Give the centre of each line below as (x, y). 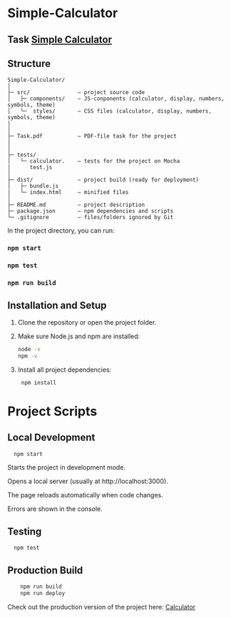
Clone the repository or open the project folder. (87, 322)
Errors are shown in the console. (55, 509)
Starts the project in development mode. (67, 467)
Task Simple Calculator (60, 40)
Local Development (51, 438)
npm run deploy (43, 593)
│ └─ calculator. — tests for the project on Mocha (94, 161)
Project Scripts (52, 411)
